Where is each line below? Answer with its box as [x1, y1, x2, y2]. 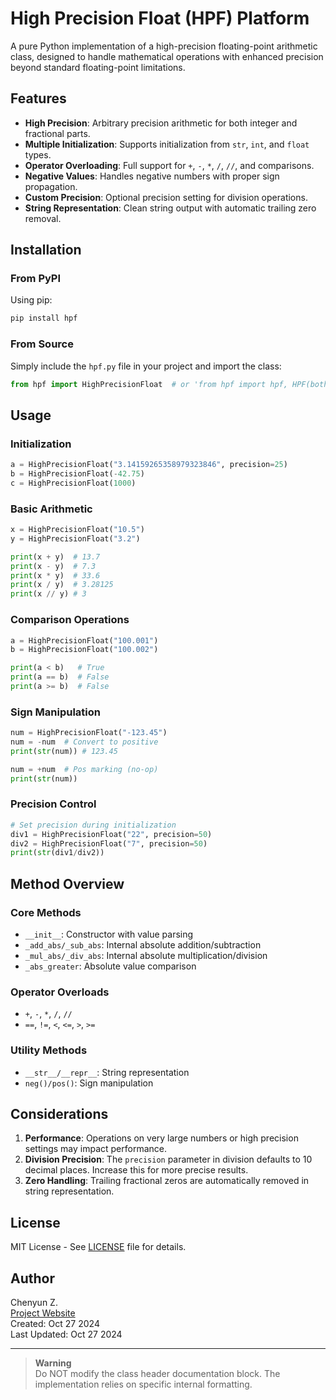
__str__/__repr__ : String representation [24, 1066, 190, 1078]
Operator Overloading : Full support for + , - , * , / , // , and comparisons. [24, 159, 315, 171]
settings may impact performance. [24, 1143, 168, 1155]
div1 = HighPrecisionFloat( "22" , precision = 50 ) [10, 829, 213, 839]
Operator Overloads [10, 985, 110, 999]
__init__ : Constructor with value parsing [24, 928, 194, 941]
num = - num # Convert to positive [10, 737, 159, 747]
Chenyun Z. [10, 1297, 58, 1309]
